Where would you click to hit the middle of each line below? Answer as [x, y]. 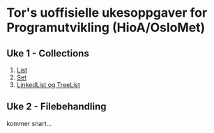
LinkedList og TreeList [48, 85]
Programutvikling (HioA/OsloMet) [106, 28]
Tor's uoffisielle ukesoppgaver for [107, 13]
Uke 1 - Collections [48, 53]
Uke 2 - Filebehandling [56, 107]
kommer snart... [29, 123]
